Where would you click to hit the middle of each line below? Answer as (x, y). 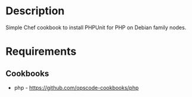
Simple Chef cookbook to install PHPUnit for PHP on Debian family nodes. (96, 27)
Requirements (41, 51)
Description (35, 11)
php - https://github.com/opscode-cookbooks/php (76, 87)
